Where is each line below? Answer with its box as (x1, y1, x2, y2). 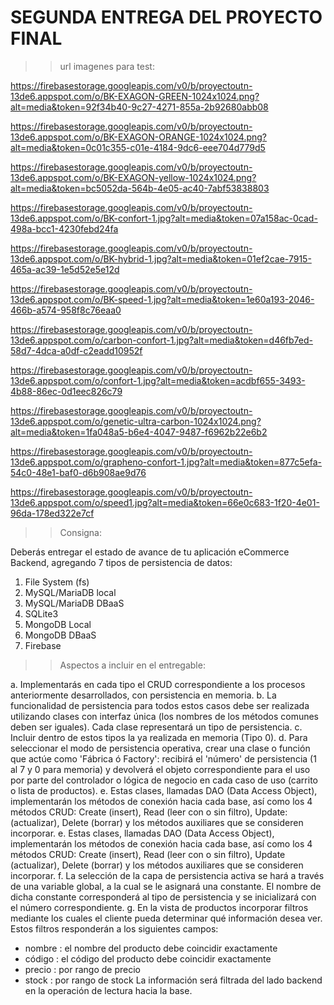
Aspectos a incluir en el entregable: (59, 659, 206, 671)
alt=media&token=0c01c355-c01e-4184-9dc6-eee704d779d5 (10, 141, 266, 153)
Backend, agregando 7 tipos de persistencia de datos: (10, 556, 233, 568)
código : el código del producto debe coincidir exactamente (24, 952, 272, 965)
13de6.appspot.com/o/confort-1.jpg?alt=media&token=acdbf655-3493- (10, 374, 306, 386)
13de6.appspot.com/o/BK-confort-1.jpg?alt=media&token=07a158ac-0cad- (10, 212, 318, 224)
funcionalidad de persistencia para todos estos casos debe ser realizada (10, 699, 310, 711)
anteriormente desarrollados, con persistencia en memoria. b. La (10, 689, 277, 701)
